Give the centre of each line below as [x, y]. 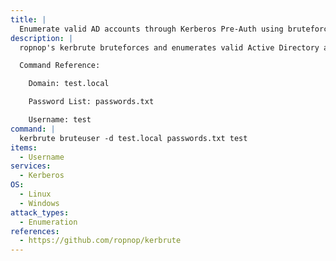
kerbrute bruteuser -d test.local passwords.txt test [133, 138]
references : [35, 231]
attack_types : [40, 212]
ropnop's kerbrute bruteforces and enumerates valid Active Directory [169, 47]
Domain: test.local [69, 84]
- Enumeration [48, 222]
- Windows [39, 203]
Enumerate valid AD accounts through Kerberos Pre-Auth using [151, 29]
